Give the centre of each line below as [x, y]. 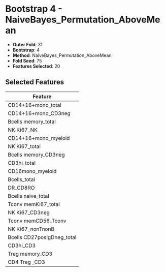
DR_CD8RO [21, 188]
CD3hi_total [22, 163]
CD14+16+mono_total [35, 105]
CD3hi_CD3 [22, 246]
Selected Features [35, 82]
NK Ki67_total [24, 146]
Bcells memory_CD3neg [36, 155]
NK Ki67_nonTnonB [31, 229]
